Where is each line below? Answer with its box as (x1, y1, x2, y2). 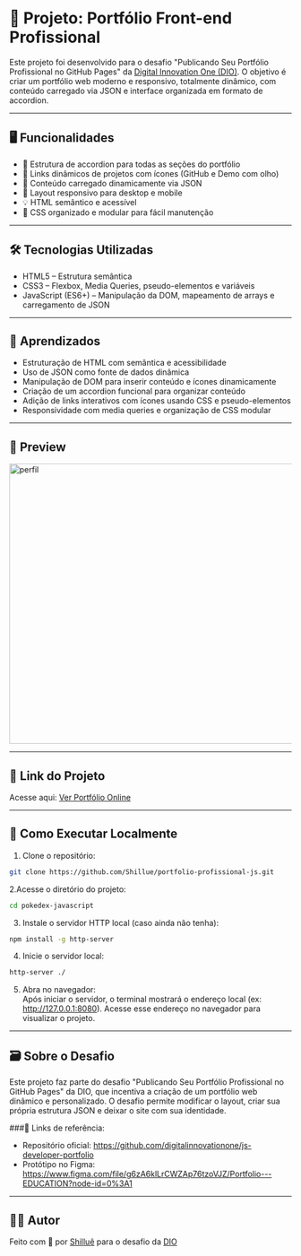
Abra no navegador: (21, 984, 97, 995)
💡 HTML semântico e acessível (21, 196, 137, 207)
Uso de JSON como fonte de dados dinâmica (21, 367, 190, 377)
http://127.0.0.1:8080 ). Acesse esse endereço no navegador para (21, 1003, 262, 1014)
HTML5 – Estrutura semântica (21, 271, 133, 282)
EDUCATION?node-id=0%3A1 (21, 1178, 133, 1189)
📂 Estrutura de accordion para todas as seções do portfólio (21, 159, 241, 169)
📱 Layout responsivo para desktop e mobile (21, 187, 183, 198)
